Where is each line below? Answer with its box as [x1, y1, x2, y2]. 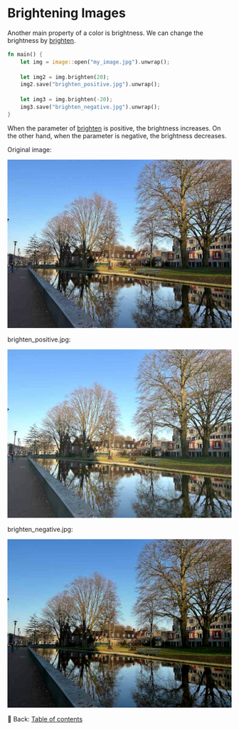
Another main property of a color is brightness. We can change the [7, 29, 204, 37]
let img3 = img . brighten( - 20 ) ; [20, 96, 113, 103]
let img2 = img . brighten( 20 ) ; [20, 73, 110, 81]
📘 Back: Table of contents [7, 714, 83, 723]
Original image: [7, 145, 52, 154]
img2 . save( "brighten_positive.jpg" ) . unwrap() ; [20, 81, 161, 88]
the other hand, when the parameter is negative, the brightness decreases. [7, 131, 227, 140]
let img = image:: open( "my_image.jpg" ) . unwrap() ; [20, 58, 171, 66]
